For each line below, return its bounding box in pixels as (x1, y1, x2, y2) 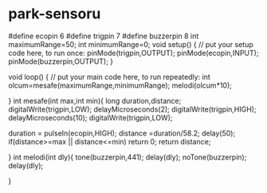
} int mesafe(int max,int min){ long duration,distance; (8, 96, 182, 105)
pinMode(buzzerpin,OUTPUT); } (8, 57, 114, 66)
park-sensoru (8, 5, 101, 23)
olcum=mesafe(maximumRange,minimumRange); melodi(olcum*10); (8, 81, 233, 90)
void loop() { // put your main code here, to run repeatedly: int (8, 72, 211, 81)
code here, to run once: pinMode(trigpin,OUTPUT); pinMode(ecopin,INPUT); (8, 48, 259, 57)
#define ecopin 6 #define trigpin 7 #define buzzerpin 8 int (8, 31, 199, 41)
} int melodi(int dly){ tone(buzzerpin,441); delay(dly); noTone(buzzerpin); (8, 152, 247, 162)
